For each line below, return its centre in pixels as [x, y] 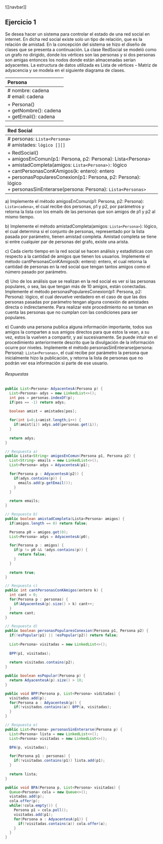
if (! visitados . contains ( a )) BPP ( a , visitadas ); [63, 707]
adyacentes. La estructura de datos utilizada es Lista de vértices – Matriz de [81, 65]
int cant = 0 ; [24, 595]
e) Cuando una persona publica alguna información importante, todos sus [79, 327]
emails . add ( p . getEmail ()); [45, 483]
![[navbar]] [16, 7]
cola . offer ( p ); [25, 801]
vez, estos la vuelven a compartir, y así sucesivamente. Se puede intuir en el [81, 337]
